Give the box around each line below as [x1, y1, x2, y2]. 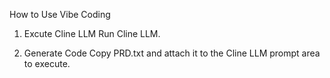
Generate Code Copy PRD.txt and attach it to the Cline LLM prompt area [23, 47, 321, 59]
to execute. [23, 58, 71, 69]
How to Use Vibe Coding [9, 9, 111, 20]
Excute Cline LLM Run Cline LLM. [23, 28, 161, 39]
